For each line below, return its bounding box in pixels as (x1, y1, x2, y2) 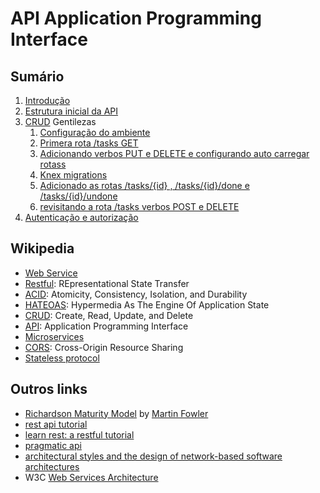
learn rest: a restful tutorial (24, 428, 135, 441)
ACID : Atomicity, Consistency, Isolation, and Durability (24, 288, 248, 300)
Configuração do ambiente (39, 127, 151, 138)
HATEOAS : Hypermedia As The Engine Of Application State (24, 298, 270, 311)
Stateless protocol (24, 352, 100, 364)
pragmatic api (24, 439, 82, 451)
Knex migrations (39, 169, 108, 181)
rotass (39, 158, 67, 170)
